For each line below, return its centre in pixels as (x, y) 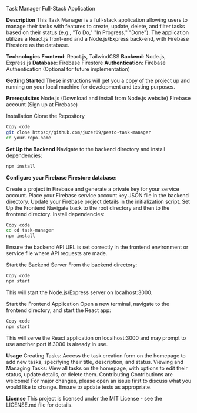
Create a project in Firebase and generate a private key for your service (93, 189)
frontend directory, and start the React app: (59, 310)
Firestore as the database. (38, 45)
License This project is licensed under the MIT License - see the (84, 398)
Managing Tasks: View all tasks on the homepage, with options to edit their (97, 368)
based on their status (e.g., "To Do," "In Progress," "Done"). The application (98, 32)
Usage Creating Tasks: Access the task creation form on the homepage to (96, 355)
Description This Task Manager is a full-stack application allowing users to (97, 20)
